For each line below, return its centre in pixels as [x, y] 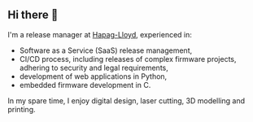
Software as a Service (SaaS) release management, [106, 50]
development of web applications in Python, [93, 76]
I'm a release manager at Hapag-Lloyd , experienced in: [100, 34]
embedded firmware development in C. [85, 85]
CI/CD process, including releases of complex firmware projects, [128, 59]
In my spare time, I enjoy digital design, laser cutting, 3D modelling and [126, 100]
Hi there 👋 [33, 15]
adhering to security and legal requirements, [94, 68]
